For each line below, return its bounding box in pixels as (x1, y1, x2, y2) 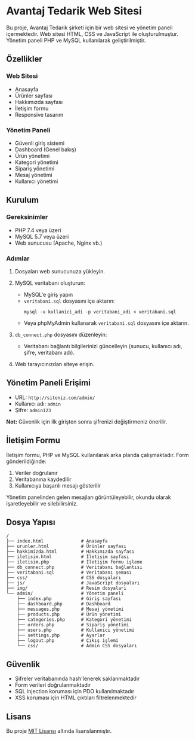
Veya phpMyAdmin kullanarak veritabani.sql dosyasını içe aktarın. (23, 319, 189, 327)
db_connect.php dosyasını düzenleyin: (14, 331, 107, 338)
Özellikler (6, 54, 43, 64)
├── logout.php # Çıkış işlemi (17, 638, 119, 644)
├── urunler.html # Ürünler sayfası (6, 543, 127, 550)
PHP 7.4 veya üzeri (14, 226, 61, 234)
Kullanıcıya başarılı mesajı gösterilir (14, 482, 101, 489)
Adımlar (6, 254, 30, 263)
